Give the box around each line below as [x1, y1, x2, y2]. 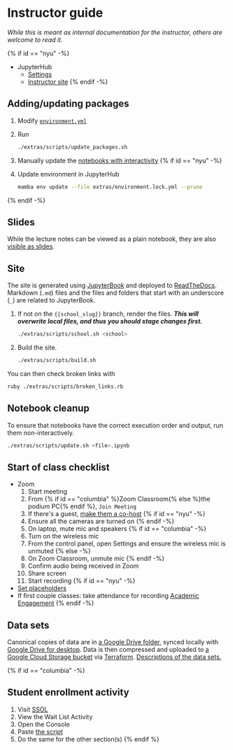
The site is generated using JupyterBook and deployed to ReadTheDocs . [7, 282, 217, 290]
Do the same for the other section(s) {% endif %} [17, 735, 160, 743]
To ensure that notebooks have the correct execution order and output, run [7, 421, 224, 429]
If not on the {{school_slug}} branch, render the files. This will [17, 310, 199, 318]
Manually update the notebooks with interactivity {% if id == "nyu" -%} [17, 156, 223, 165]
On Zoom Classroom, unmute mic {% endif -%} [27, 555, 165, 563]
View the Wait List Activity [17, 712, 93, 721]
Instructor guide [7, 5, 104, 21]
